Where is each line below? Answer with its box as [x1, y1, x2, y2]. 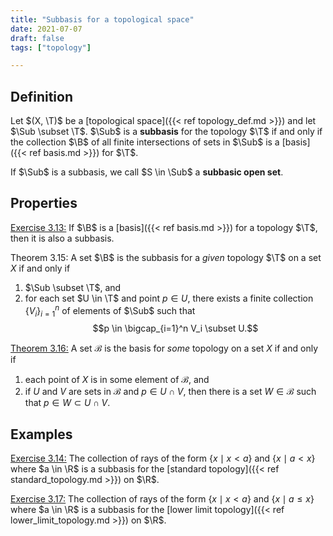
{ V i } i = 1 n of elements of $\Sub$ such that [24, 302, 196, 319]
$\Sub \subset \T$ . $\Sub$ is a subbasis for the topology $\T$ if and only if [10, 126, 323, 138]
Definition [10, 88, 73, 105]
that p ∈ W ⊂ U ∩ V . [24, 397, 111, 409]
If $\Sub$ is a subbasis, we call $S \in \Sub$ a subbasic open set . [10, 166, 284, 178]
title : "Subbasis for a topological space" [10, 14, 195, 25]
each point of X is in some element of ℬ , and [24, 374, 210, 386]
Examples [10, 426, 73, 443]
